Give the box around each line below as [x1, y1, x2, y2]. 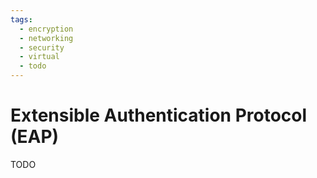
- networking [19, 33, 74, 43]
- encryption [19, 24, 74, 34]
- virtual [19, 52, 60, 62]
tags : [10, 14, 33, 25]
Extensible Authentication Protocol [10, 104, 308, 127]
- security [19, 42, 65, 53]
